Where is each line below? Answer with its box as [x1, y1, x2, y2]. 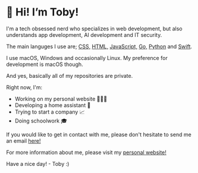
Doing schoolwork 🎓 [14, 117, 67, 124]
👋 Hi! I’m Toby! [6, 5, 79, 19]
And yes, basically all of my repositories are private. [6, 72, 133, 79]
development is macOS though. [6, 61, 83, 68]
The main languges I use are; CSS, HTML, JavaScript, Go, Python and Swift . [6, 43, 192, 50]
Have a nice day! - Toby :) [6, 160, 70, 167]
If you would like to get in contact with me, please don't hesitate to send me [6, 131, 191, 138]
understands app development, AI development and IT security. [6, 31, 162, 38]
